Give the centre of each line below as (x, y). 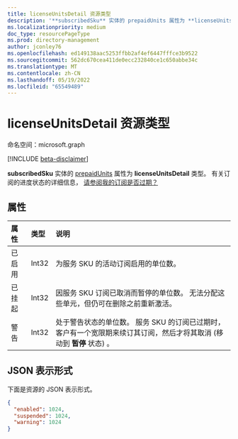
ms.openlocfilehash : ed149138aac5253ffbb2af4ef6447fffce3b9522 (103, 54)
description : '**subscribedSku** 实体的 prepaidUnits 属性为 (96, 21)
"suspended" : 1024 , (42, 416)
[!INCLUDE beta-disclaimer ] (48, 159)
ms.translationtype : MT (42, 67)
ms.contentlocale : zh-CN (44, 73)
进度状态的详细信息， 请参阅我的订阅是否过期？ (89, 182)
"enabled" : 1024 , (39, 409)
